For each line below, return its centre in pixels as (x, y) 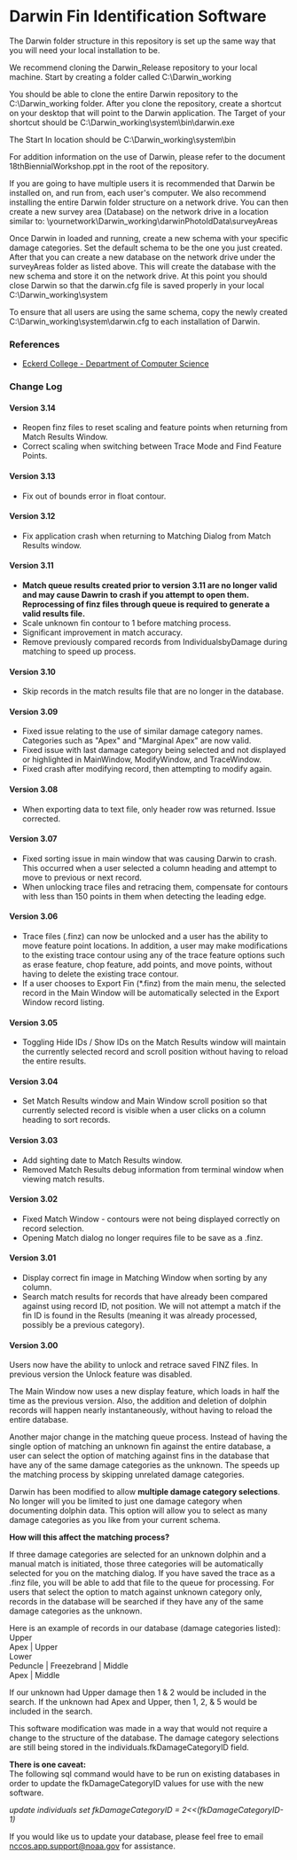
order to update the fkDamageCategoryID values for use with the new (137, 1784)
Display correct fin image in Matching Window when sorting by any (145, 1278)
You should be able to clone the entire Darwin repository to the (124, 94)
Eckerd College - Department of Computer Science (116, 364)
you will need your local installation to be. (85, 50)
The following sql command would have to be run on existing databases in (145, 1774)
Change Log (36, 387)
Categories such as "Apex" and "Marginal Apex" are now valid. (137, 741)
